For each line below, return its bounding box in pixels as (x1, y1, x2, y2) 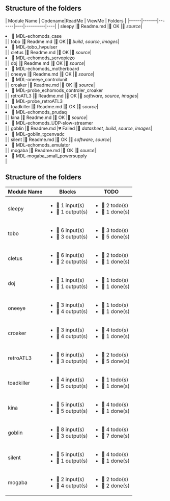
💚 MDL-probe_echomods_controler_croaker (12, 87, 103, 93)
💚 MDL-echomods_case (12, 33, 62, 39)
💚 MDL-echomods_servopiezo (12, 55, 75, 61)
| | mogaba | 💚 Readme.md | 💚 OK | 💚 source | (5, 147, 96, 153)
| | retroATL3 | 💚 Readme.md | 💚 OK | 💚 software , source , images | (5, 92, 139, 99)
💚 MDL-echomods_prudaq (12, 109, 67, 115)
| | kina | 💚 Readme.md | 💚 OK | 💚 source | (5, 114, 88, 121)
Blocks (59, 188, 76, 195)
